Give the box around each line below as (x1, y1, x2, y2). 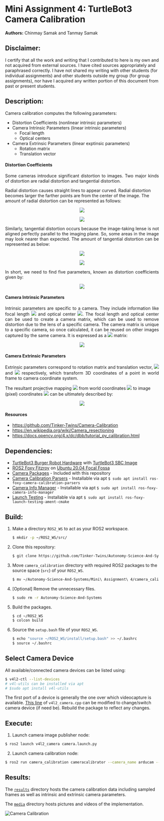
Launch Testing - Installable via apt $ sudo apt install (12, 494, 123, 500)
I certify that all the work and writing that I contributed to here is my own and (5, 57, 159, 63)
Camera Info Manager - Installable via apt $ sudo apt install (12, 485, 137, 491)
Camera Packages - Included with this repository (12, 470, 111, 476)
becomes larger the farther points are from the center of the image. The (5, 192, 150, 198)
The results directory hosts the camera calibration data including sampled (5, 786, 155, 792)
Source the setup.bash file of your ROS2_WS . (12, 627, 99, 633)
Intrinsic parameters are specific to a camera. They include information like (5, 305, 159, 311)
